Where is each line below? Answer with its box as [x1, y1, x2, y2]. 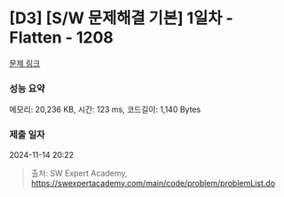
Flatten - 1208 [9, 28, 114, 48]
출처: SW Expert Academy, [30, 168, 128, 178]
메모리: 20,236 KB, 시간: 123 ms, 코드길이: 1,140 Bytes [9, 104, 201, 115]
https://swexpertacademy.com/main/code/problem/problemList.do [30, 177, 276, 188]
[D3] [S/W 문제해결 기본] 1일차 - [9, 8, 233, 28]
